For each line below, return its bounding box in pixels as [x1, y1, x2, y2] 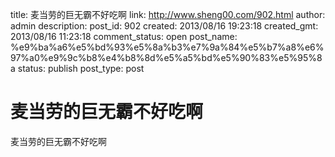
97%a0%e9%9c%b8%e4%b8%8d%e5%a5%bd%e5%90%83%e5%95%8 [10, 52, 323, 63]
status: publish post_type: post [17, 63, 145, 74]
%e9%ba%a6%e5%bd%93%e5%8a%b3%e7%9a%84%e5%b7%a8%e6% [10, 41, 325, 53]
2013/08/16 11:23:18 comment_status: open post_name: [10, 31, 238, 42]
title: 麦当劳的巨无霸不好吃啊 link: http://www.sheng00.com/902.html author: [10, 9, 326, 20]
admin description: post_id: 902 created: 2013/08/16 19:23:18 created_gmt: [10, 20, 319, 32]
